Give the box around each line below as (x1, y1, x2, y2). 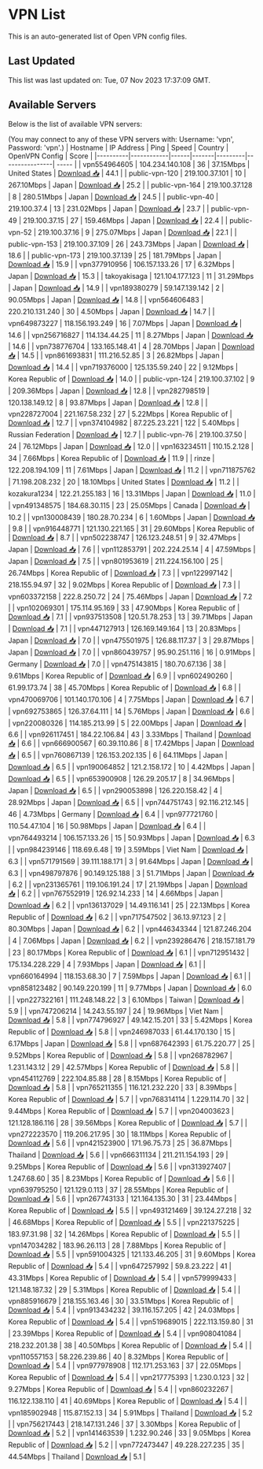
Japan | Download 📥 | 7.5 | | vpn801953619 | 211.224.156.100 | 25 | (8, 556, 224, 566)
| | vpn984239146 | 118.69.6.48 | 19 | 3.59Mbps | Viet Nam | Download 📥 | (8, 844, 249, 854)
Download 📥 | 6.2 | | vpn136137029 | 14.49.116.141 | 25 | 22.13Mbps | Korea (8, 900, 250, 910)
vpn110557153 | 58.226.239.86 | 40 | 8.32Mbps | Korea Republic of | (8, 1352, 229, 1361)
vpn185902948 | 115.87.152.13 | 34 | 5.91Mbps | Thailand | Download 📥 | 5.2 (8, 1408, 253, 1417)
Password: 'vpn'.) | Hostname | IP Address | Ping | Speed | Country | (8, 143, 229, 152)
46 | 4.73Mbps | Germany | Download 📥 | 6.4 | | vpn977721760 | (8, 809, 218, 818)
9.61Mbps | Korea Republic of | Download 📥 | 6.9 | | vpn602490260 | (8, 671, 233, 681)
